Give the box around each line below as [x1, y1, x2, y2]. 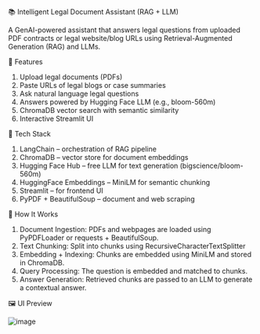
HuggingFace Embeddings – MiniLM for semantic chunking [19, 178, 211, 187]
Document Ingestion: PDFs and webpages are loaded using [19, 225, 211, 234]
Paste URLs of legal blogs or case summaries [19, 81, 166, 89]
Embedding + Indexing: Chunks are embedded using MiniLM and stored [19, 250, 252, 259]
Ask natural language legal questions [19, 89, 139, 98]
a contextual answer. [19, 283, 87, 292]
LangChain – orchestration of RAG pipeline [19, 144, 157, 154]
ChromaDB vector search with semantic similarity [19, 106, 179, 114]
